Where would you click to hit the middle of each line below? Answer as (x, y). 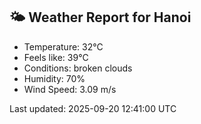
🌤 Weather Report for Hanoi (100, 17)
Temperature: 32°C (63, 46)
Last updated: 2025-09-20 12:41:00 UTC (93, 108)
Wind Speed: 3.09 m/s (70, 89)
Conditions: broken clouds (78, 68)
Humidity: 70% (54, 78)
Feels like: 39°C (56, 57)
